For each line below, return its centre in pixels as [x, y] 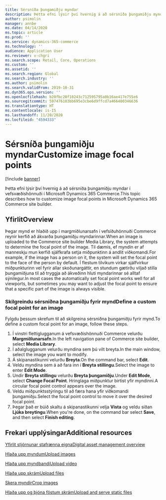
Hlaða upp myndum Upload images [40, 454]
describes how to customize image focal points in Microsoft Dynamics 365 [81, 199]
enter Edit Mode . [29, 370]
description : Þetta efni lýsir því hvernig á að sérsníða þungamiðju [78, 14]
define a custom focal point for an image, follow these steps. [67, 324]
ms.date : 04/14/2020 [26, 28]
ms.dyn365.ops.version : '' [33, 92]
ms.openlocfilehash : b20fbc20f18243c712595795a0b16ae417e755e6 [72, 97]
